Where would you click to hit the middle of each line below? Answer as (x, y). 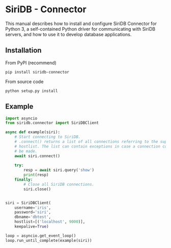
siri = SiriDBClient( (28, 203)
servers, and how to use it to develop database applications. (68, 34)
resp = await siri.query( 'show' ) (59, 170)
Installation (23, 50)
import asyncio (21, 118)
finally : (24, 180)
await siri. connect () (37, 156)
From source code (24, 81)
